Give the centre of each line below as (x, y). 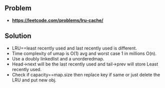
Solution (18, 36)
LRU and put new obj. (34, 80)
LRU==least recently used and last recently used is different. (74, 48)
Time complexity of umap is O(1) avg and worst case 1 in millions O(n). (84, 53)
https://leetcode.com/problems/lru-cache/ (57, 20)
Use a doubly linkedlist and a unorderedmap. (58, 58)
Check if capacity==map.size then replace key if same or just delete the (86, 74)
